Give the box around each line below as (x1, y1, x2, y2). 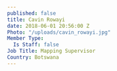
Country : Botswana (7, 54, 59, 61)
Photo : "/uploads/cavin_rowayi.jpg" (7, 28, 111, 36)
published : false (7, 9, 56, 17)
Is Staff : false (13, 41, 59, 48)
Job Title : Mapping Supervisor (7, 48, 96, 55)
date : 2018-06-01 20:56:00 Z (7, 22, 90, 29)
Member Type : (7, 35, 44, 42)
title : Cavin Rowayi (7, 16, 66, 23)
